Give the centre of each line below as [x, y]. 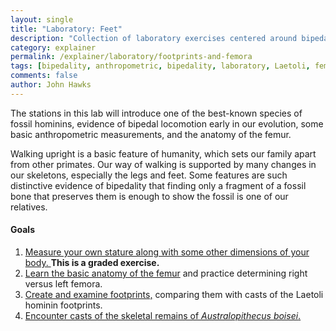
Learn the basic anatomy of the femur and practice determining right [166, 273]
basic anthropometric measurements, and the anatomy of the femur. [151, 134]
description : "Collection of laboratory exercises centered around [154, 38]
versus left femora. [63, 283]
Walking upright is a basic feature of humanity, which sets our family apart [163, 153]
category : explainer [53, 47]
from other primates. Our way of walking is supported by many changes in [163, 164]
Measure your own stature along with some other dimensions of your [167, 252]
